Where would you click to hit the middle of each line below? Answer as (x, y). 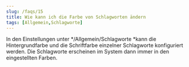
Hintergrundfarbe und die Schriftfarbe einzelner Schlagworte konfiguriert (95, 45)
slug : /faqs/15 (25, 11)
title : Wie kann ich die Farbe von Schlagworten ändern (76, 17)
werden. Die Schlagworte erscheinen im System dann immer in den (88, 52)
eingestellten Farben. (32, 58)
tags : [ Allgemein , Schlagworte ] (44, 22)
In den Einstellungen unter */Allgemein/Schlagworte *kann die (81, 39)
